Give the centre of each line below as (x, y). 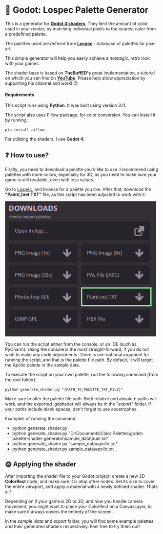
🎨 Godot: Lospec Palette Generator (77, 10)
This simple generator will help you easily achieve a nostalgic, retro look (78, 58)
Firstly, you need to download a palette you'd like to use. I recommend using (82, 169)
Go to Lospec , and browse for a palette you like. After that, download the (78, 189)
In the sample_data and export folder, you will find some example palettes (79, 521)
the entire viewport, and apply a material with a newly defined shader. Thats (81, 486)
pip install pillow (25, 130)
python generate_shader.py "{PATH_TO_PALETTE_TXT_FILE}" (64, 389)
